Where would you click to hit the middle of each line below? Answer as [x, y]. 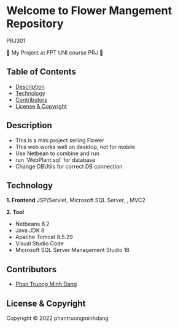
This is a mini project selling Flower [60, 140]
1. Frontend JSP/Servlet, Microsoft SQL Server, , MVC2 [76, 200]
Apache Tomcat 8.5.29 [44, 237]
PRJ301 [16, 40]
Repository [35, 24]
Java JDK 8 [30, 231]
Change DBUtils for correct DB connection [69, 166]
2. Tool [15, 212]
